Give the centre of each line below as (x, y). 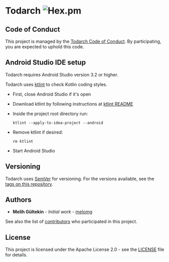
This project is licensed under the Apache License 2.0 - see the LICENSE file (85, 249)
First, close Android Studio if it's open (52, 94)
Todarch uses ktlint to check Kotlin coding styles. (56, 84)
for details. (16, 255)
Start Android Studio (34, 150)
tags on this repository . (29, 184)
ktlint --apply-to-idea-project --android (58, 123)
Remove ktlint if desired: (38, 132)
